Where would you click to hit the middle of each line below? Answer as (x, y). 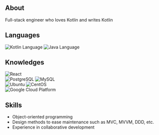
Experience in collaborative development (53, 127)
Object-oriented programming (42, 117)
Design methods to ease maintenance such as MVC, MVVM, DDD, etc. (83, 122)
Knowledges (25, 62)
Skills (13, 105)
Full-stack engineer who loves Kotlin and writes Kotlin (59, 20)
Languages (23, 35)
